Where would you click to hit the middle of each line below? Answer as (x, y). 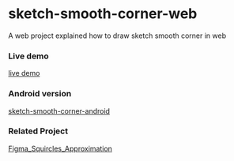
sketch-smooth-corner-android (59, 110)
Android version (40, 94)
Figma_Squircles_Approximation (60, 148)
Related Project (38, 131)
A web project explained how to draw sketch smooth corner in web (117, 36)
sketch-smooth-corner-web (103, 14)
